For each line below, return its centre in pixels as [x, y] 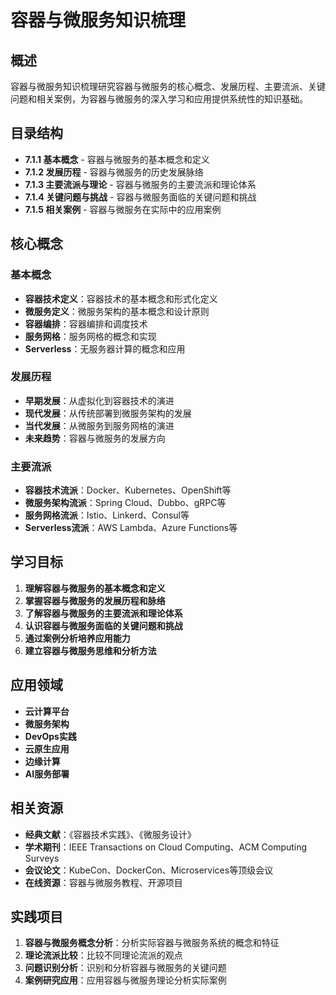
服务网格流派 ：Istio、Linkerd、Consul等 [107, 515]
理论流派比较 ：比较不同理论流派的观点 [103, 955]
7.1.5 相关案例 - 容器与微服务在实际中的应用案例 [123, 209]
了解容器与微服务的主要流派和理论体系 [103, 613]
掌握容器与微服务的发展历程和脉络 [95, 600]
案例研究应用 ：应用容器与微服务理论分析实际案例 [125, 980]
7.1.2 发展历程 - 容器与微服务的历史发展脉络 [114, 172]
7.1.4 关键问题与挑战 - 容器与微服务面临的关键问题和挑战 [140, 197]
